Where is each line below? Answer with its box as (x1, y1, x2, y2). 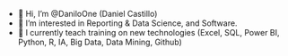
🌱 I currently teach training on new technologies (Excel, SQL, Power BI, (17, 28, 280, 37)
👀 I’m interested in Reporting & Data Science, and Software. (17, 18, 238, 28)
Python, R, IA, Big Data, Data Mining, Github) (17, 36, 182, 47)
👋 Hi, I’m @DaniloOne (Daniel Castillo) (17, 9, 158, 19)
